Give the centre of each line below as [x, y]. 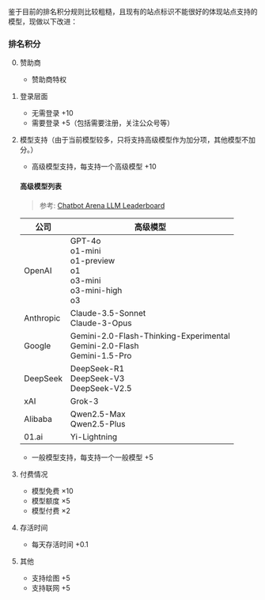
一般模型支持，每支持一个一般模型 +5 [93, 457]
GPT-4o [85, 241]
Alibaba [38, 419]
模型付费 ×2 [51, 511]
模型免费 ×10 [52, 491]
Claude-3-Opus [101, 323]
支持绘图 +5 [51, 578]
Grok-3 [84, 401]
